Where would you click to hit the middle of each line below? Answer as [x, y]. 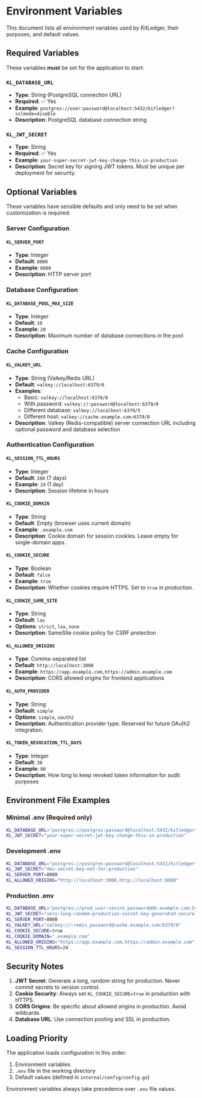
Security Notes [35, 966]
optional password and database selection [67, 429]
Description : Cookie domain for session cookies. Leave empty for [96, 536]
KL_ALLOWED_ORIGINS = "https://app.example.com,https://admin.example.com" [101, 942]
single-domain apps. [40, 542]
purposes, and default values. [43, 34]
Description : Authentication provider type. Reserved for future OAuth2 [103, 723]
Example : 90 [30, 768]
